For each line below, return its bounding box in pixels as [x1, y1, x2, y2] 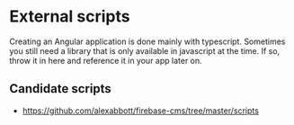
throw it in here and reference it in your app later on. [9, 55, 202, 66]
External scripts [9, 6, 130, 27]
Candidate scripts [9, 81, 112, 96]
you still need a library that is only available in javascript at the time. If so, [9, 45, 281, 56]
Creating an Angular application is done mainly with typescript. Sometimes [9, 36, 286, 47]
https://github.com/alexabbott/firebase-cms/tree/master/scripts [22, 105, 259, 116]
